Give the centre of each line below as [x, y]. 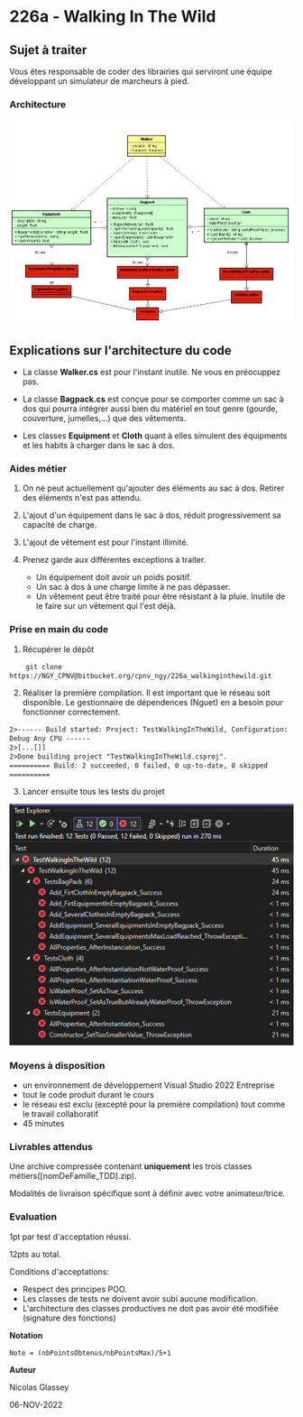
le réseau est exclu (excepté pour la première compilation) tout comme [154, 1104]
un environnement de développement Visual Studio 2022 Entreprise [148, 1085]
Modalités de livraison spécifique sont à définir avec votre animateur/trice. [147, 1193]
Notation [26, 1335]
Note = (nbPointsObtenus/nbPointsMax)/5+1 [90, 1353]
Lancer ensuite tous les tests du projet [93, 791]
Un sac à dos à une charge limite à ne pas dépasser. [133, 587]
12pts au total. [35, 1254]
